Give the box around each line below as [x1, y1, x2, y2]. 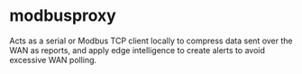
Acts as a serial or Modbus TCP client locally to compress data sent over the [9, 35, 293, 46]
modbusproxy [9, 5, 117, 26]
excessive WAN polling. [9, 54, 97, 65]
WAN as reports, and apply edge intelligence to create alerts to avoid [9, 44, 266, 55]
